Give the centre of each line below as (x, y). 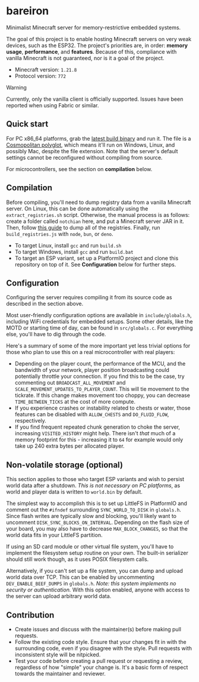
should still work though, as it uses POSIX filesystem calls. (78, 559)
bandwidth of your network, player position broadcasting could (92, 370)
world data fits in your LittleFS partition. (54, 535)
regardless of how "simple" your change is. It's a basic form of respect (101, 667)
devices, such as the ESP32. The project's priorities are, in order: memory (97, 45)
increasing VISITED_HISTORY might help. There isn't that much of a (95, 433)
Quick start (27, 124)
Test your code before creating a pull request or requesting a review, (99, 661)
